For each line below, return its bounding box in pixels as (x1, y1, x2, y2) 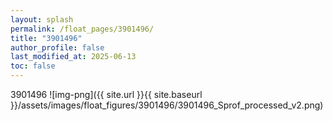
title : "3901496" (10, 33, 83, 43)
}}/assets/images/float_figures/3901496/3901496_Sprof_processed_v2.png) (10, 99, 324, 111)
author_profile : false (10, 42, 105, 53)
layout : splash (10, 14, 74, 25)
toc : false (10, 61, 56, 71)
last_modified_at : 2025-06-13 (10, 52, 137, 62)
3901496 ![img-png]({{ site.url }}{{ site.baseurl (10, 89, 203, 100)
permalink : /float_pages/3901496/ (10, 24, 155, 34)
